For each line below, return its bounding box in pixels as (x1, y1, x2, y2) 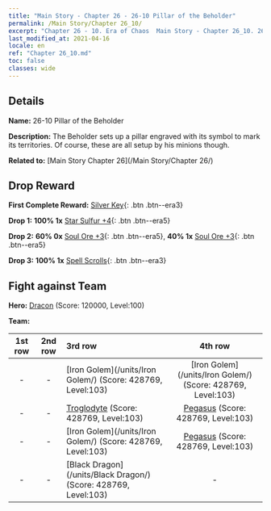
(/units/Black (65, 469, 115, 480)
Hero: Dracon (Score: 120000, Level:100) (8, 300, 145, 311)
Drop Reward (8, 178, 75, 192)
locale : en (8, 42, 45, 50)
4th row (199, 341, 231, 352)
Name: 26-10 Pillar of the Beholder (8, 115, 124, 125)
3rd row (65, 341, 98, 352)
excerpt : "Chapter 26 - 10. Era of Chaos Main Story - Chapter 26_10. (8, 27, 254, 35)
